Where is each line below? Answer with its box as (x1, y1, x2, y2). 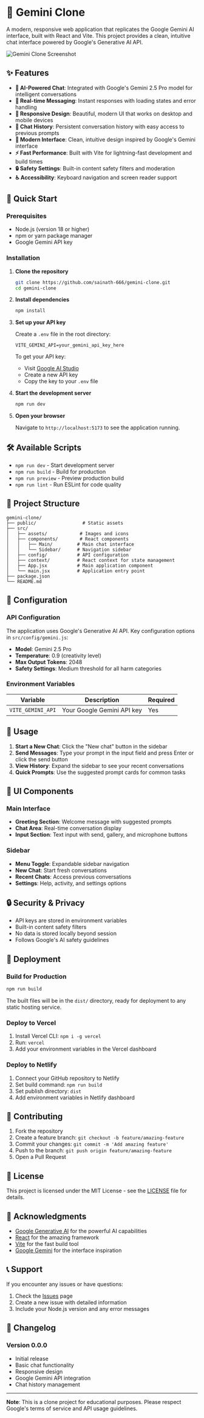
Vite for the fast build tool (15, 1240, 79, 1248)
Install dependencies (15, 296, 70, 303)
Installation (6, 254, 41, 262)
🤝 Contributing (6, 1112, 63, 1121)
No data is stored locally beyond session (15, 930, 117, 937)
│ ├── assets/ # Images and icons (6, 530, 129, 537)
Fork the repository (15, 1127, 64, 1135)
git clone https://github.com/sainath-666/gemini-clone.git (15, 279, 171, 285)
